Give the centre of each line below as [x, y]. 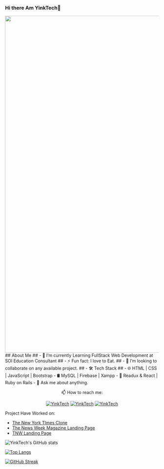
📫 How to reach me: [82, 393]
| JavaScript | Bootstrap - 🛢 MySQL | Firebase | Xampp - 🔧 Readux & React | [81, 376]
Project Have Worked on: [30, 413]
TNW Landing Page [32, 433]
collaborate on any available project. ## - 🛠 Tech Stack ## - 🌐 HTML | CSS [81, 368]
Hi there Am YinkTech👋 [33, 8]
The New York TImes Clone [40, 423]
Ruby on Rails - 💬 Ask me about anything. [47, 383]
